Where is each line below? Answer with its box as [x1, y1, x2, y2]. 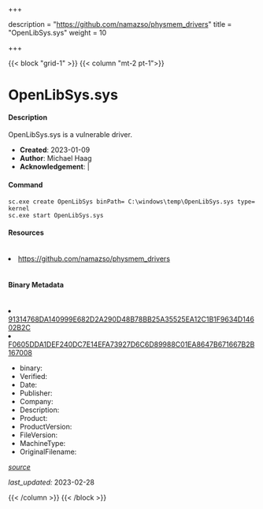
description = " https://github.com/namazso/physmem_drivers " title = [8, 20, 232, 28]
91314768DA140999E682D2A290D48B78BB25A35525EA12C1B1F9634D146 [8, 314, 254, 324]
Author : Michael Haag [19, 154, 92, 163]
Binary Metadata [8, 281, 65, 290]
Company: [19, 397, 54, 406]
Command [8, 180, 43, 189]
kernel [8, 204, 30, 213]
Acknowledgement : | [19, 162, 91, 172]
